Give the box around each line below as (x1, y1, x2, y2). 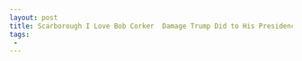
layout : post (9, 13, 58, 22)
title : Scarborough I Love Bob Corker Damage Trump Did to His (9, 22, 255, 30)
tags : (9, 30, 30, 39)
